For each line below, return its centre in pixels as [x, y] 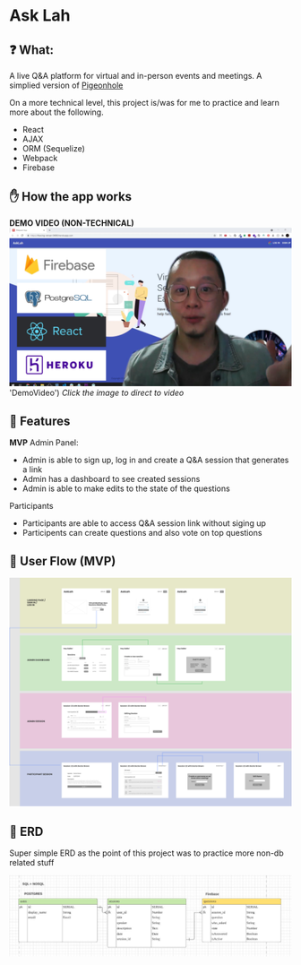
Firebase [39, 168]
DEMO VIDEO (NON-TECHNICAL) [72, 223]
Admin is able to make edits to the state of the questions [126, 488]
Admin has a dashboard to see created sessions [111, 479]
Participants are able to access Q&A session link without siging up [144, 523]
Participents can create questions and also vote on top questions [142, 533]
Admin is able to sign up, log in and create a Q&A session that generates [155, 460]
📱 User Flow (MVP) [63, 561]
